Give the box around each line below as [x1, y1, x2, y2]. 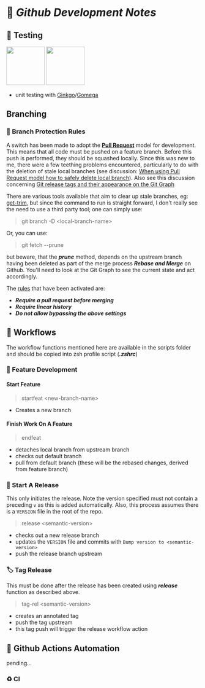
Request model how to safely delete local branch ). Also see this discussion [6, 174, 195, 181]
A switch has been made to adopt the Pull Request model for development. [6, 141, 196, 149]
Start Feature [6, 381, 41, 388]
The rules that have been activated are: [6, 284, 105, 292]
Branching [6, 109, 47, 119]
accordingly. [6, 273, 38, 280]
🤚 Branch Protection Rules [6, 127, 86, 136]
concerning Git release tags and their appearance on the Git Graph [6, 181, 175, 188]
